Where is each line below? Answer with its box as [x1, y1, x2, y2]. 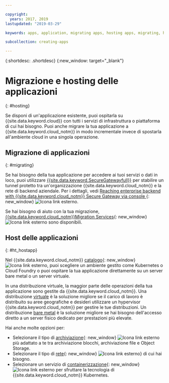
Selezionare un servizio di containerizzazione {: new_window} [12, 361, 140, 367]
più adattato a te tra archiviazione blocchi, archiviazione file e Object [12, 340, 155, 346]
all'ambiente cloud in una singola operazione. [5, 134, 99, 140]
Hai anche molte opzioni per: [5, 324, 65, 331]
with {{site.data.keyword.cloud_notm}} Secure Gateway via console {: [5, 193, 150, 199]
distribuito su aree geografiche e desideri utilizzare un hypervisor [5, 299, 141, 305]
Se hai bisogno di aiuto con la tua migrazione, [5, 208, 100, 214]
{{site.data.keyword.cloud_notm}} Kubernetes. [12, 372, 109, 378]
